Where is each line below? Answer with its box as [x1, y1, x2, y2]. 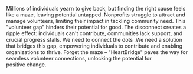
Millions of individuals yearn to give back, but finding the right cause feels [6, 5, 186, 12]
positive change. [6, 61, 47, 68]
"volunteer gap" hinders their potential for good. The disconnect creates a [6, 23, 187, 31]
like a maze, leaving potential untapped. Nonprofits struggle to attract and [6, 11, 186, 18]
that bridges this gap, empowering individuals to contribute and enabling [6, 42, 183, 49]
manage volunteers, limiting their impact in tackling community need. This [6, 18, 186, 24]
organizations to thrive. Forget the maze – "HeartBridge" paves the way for [6, 49, 188, 55]
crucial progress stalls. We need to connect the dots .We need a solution [6, 36, 183, 43]
